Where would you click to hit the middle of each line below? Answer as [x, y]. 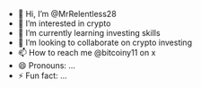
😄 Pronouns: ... [47, 66]
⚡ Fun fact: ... [42, 75]
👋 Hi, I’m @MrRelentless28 [67, 14]
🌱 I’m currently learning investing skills [89, 33]
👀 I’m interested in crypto [64, 23]
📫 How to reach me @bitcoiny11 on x [87, 53]
